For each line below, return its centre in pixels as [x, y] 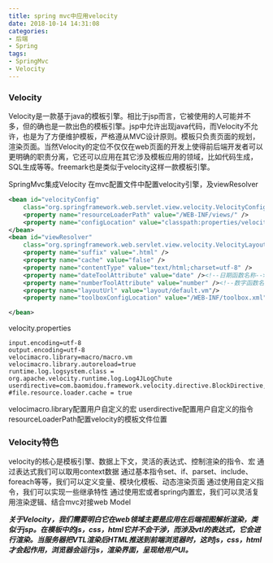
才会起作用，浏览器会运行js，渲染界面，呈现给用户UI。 [100, 550]
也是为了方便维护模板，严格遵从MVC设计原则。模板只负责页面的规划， [141, 137]
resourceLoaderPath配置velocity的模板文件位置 [88, 419]
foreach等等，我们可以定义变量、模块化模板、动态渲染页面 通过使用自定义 [133, 482]
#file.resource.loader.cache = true [70, 393]
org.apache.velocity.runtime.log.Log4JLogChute [91, 379]
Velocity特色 [34, 443]
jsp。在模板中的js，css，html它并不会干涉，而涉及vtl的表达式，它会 [138, 530]
